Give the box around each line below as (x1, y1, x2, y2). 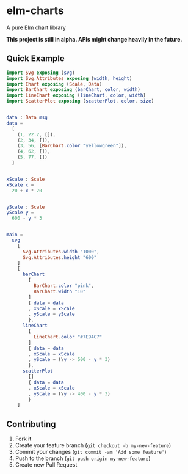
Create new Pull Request (15, 461, 78, 469)
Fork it (15, 435, 32, 443)
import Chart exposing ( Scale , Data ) (6, 81, 103, 87)
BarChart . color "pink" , (33, 283, 95, 289)
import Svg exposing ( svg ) (6, 70, 75, 76)
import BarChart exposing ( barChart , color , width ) (6, 87, 140, 93)
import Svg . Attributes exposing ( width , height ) (6, 75, 132, 81)
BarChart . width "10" (33, 288, 86, 294)
